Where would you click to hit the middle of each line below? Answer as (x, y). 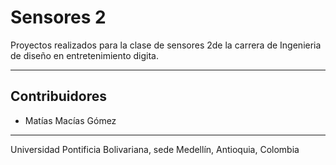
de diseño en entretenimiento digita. (84, 55)
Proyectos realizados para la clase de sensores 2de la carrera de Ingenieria (166, 45)
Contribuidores (58, 96)
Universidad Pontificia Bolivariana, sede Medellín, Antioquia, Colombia (155, 149)
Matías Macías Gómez (70, 120)
